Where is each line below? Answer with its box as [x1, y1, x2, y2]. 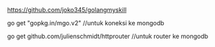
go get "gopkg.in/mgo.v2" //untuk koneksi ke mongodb [7, 19, 165, 27]
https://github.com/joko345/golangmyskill [7, 6, 127, 14]
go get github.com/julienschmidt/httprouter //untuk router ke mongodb [7, 32, 209, 40]
